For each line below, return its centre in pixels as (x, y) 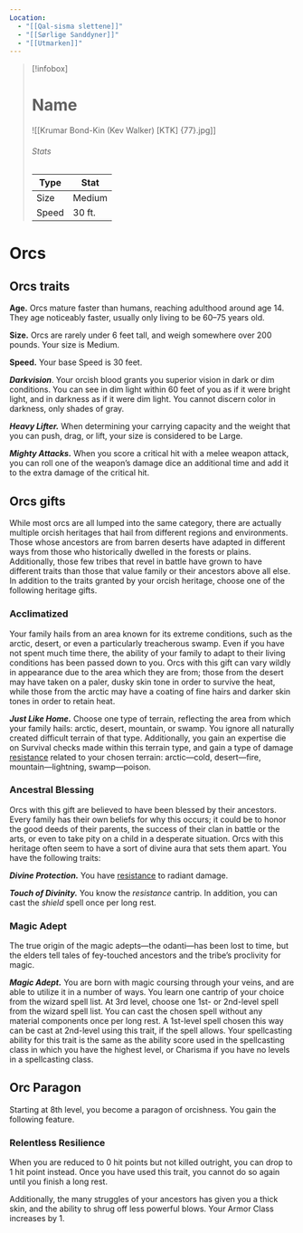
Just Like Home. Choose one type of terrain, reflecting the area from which (150, 718)
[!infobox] (50, 69)
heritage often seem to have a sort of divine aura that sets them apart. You (148, 848)
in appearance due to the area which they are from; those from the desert (147, 672)
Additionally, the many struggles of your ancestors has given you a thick (144, 1200)
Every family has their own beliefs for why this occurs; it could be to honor (148, 819)
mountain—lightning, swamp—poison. (80, 767)
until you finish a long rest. (59, 1181)
